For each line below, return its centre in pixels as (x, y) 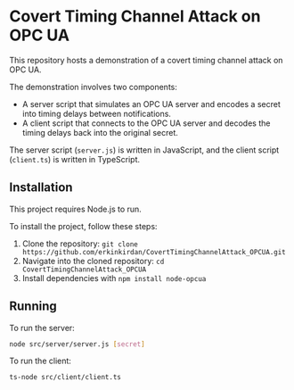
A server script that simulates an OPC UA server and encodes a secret (151, 104)
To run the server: (42, 328)
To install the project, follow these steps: (83, 226)
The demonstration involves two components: (94, 87)
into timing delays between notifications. (97, 113)
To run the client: (40, 361)
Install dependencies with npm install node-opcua (114, 278)
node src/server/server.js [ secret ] (77, 344)
